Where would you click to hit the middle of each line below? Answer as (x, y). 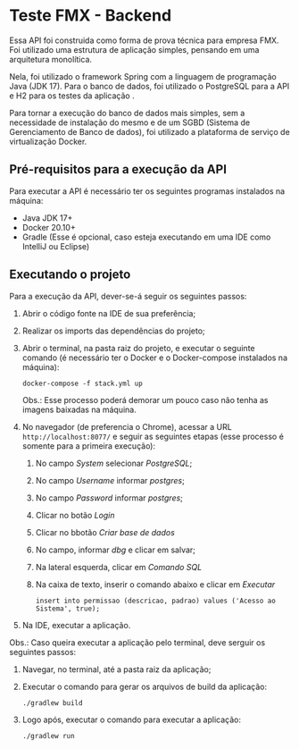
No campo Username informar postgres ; (110, 480)
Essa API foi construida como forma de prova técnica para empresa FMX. (144, 40)
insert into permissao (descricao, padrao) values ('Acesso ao (156, 601)
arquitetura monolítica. (50, 59)
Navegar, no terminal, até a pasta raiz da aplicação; (116, 669)
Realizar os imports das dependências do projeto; (113, 331)
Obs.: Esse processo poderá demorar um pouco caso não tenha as (145, 400)
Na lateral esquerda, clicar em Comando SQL (119, 567)
